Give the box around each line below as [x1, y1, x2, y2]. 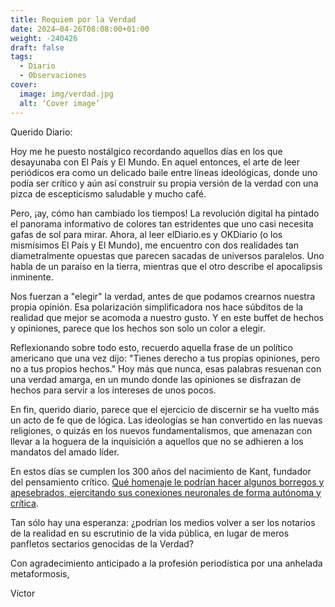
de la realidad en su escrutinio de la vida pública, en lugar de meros [10, 527, 290, 539]
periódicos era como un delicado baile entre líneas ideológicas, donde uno [10, 166, 318, 178]
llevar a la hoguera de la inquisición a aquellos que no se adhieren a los [10, 435, 304, 447]
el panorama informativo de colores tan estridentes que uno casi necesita [10, 217, 314, 230]
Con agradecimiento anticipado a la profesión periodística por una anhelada [10, 557, 323, 569]
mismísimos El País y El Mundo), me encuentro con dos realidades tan [10, 239, 299, 251]
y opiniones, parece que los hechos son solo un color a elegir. [10, 322, 266, 334]
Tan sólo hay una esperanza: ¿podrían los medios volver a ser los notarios [10, 516, 316, 528]
